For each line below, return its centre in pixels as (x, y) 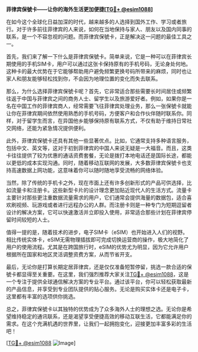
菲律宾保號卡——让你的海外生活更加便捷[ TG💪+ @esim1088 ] (80, 9)
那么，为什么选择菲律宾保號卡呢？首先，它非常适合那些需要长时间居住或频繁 (99, 91)
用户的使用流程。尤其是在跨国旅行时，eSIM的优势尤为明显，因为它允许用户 (98, 247)
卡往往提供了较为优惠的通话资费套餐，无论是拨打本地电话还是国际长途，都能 (99, 155)
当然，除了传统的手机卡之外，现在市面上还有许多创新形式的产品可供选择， (96, 183)
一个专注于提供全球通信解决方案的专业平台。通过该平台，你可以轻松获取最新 (99, 282)
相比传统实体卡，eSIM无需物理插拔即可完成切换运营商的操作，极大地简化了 (98, 239)
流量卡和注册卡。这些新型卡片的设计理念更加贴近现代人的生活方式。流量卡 (101, 190)
